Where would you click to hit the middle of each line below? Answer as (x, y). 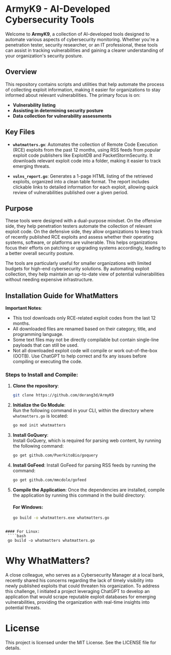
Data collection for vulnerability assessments (62, 116)
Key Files (20, 132)
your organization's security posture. (44, 56)
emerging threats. (31, 166)
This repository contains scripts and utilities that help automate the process (85, 84)
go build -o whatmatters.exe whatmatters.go (61, 518)
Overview (21, 72)
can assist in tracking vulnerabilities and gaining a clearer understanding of (84, 50)
